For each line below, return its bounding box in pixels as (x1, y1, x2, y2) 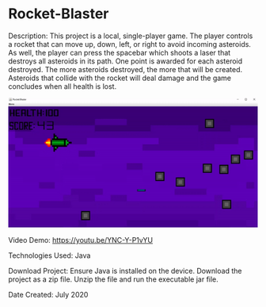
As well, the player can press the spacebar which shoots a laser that (8, 48, 231, 57)
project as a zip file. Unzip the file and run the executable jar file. (8, 274, 219, 284)
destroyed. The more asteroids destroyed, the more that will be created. (8, 64, 243, 74)
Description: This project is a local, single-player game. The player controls (8, 31, 253, 40)
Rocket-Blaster (8, 5, 109, 23)
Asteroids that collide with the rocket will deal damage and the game (8, 73, 232, 83)
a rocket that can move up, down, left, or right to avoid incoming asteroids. (8, 39, 252, 48)
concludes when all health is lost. (8, 81, 117, 91)
